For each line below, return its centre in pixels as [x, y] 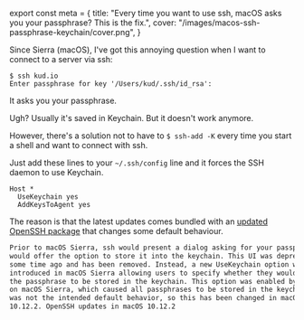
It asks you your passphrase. [63, 100]
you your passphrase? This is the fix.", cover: [93, 23]
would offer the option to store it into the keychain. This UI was [141, 256]
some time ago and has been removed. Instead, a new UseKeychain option [149, 264]
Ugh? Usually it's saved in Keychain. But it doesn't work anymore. [132, 118]
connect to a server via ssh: [61, 59]
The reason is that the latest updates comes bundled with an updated [139, 221]
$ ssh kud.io [34, 76]
